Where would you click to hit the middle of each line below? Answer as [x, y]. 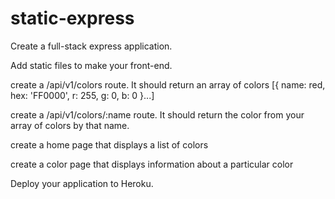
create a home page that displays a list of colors [109, 144]
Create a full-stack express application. [91, 46]
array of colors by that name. [70, 125]
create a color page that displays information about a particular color [152, 164]
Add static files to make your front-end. [91, 65]
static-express [72, 18]
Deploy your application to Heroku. [82, 183]
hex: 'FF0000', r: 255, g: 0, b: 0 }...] [82, 95]
